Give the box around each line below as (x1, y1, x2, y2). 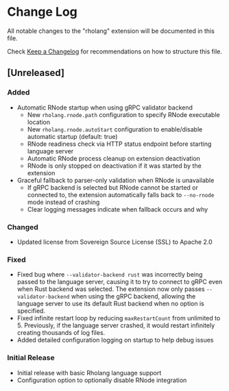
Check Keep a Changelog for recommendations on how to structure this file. (7, 47, 223, 55)
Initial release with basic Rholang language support (16, 368, 162, 377)
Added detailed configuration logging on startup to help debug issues (16, 336, 214, 344)
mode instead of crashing (27, 198, 100, 206)
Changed (7, 222, 39, 231)
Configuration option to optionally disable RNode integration (16, 376, 187, 384)
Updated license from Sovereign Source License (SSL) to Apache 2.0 (16, 238, 213, 246)
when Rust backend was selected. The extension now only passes (16, 285, 205, 293)
